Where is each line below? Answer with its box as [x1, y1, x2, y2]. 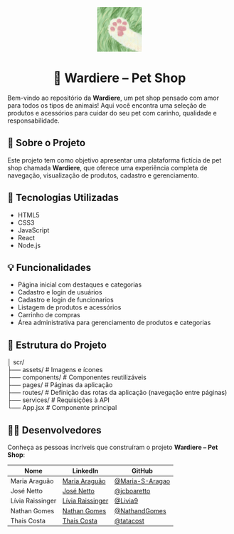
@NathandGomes [114, 506, 166, 515]
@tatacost [114, 516, 144, 525]
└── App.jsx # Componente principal [7, 404, 117, 412]
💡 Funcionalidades [7, 261, 91, 274]
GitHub [131, 466, 153, 475]
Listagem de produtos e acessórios [17, 303, 122, 312]
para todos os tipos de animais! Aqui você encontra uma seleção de [7, 101, 207, 110]
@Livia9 [114, 496, 139, 505]
